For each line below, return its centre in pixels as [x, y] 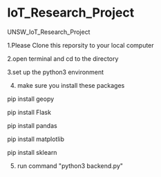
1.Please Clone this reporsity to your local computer [80, 45]
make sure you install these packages [71, 85]
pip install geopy [31, 99]
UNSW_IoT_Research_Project [49, 32]
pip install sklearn [32, 152]
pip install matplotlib [36, 139]
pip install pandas [32, 125]
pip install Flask [29, 112]
